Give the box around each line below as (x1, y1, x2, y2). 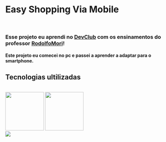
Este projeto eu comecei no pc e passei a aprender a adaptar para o (5, 52, 151, 58)
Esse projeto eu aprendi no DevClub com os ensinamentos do (5, 33, 161, 40)
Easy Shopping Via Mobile (5, 4, 119, 15)
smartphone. (5, 58, 34, 64)
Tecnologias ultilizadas (5, 73, 81, 82)
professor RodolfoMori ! (5, 39, 65, 47)
